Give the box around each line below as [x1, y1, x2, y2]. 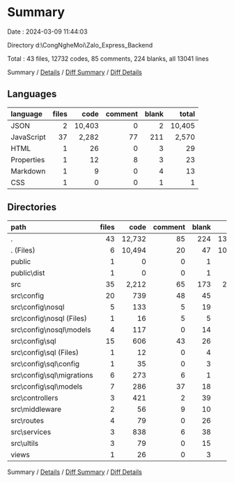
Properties [10, 154, 45, 164]
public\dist [10, 268, 45, 277]
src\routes [10, 415, 44, 425]
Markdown [10, 166, 46, 175]
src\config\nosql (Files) [10, 313, 87, 323]
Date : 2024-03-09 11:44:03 [7, 27, 88, 36]
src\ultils [10, 438, 39, 448]
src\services [10, 427, 52, 437]
